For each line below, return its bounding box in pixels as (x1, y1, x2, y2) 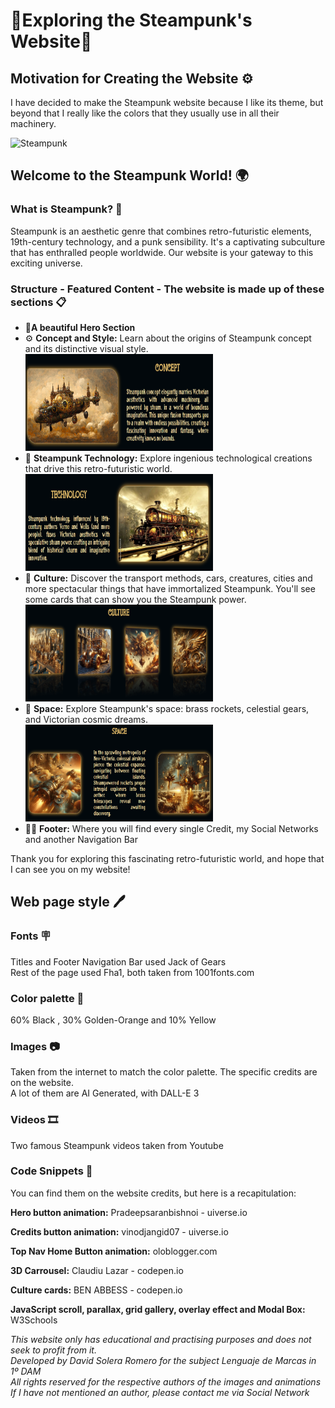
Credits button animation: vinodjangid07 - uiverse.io (10, 1225, 229, 1238)
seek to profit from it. (10, 1344, 97, 1356)
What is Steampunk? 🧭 (10, 202, 123, 216)
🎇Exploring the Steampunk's (10, 9, 253, 32)
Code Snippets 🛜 (10, 1164, 93, 1178)
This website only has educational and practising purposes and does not (10, 1333, 312, 1345)
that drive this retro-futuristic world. (24, 462, 173, 474)
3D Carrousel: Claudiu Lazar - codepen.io (10, 1264, 184, 1276)
